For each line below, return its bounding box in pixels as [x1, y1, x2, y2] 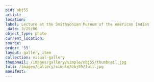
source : [5, 41, 22, 46]
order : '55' [5, 45, 31, 50]
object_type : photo [5, 31, 47, 36]
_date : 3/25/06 [5, 26, 38, 32]
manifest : [5, 69, 27, 74]
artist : [5, 12, 22, 17]
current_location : [5, 36, 44, 41]
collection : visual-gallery [5, 54, 65, 60]
